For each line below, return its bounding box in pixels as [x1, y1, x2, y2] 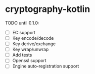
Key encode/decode [12, 35, 54, 41]
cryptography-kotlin [5, 3, 91, 15]
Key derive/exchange [12, 41, 56, 47]
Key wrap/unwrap [12, 46, 49, 53]
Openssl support [12, 58, 47, 64]
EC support [12, 29, 36, 35]
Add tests [12, 52, 32, 58]
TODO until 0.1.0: [5, 20, 40, 26]
